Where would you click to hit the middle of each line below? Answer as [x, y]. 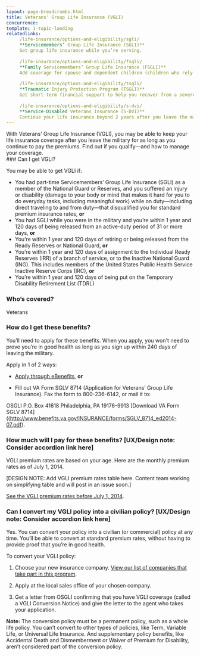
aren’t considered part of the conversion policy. [64, 646]
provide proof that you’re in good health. [56, 545]
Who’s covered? [30, 299]
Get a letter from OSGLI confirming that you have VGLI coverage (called [102, 597]
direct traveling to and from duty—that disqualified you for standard [98, 208]
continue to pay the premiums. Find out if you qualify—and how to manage [98, 147]
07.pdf [14, 424]
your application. [35, 610]
